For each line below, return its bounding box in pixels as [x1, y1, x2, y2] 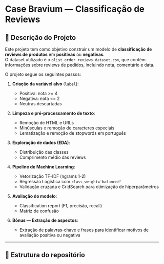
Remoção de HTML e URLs [19, 120, 74, 125]
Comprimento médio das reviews [19, 154, 86, 160]
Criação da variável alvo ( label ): [12, 81, 79, 87]
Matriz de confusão [19, 208, 59, 214]
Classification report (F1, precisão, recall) [19, 203, 102, 209]
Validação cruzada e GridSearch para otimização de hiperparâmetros [19, 184, 159, 190]
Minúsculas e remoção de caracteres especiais [19, 125, 115, 131]
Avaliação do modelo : [12, 193, 57, 199]
